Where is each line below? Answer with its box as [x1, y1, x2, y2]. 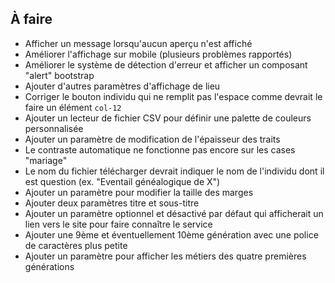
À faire [10, 11, 53, 28]
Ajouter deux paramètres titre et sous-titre [24, 197, 200, 209]
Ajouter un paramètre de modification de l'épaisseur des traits [24, 133, 281, 145]
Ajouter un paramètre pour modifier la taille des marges [24, 186, 254, 198]
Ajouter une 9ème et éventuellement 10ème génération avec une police [24, 228, 319, 241]
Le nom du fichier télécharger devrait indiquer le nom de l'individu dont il [24, 165, 325, 177]
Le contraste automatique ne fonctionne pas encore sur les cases [24, 143, 296, 156]
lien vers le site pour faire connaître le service [24, 218, 213, 230]
